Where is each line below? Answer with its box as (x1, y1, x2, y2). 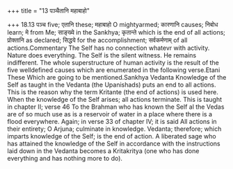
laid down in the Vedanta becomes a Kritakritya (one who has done (7, 147, 200, 155)
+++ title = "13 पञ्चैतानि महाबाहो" (7, 7, 90, 15)
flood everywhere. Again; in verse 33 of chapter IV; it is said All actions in (7, 118, 217, 125)
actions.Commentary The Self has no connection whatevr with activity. (7, 44, 210, 52)
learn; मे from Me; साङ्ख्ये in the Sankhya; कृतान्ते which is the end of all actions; (7, 28, 226, 36)
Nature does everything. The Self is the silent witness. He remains (7, 51, 197, 59)
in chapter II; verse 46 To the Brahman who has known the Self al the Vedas (7, 103, 225, 111)
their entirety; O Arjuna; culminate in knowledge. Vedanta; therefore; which (7, 125, 222, 133)
